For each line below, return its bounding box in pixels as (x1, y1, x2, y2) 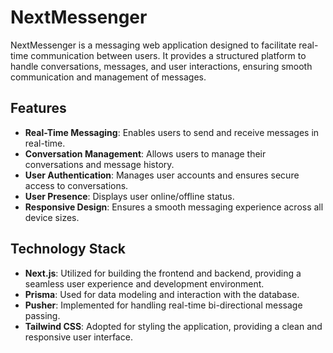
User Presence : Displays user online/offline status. (24, 190, 235, 202)
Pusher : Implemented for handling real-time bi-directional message (24, 299, 303, 311)
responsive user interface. (24, 331, 133, 343)
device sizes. (24, 211, 80, 223)
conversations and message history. (24, 158, 175, 170)
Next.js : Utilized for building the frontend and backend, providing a (24, 267, 302, 279)
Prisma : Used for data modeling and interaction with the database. (24, 288, 300, 300)
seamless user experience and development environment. (24, 277, 265, 290)
